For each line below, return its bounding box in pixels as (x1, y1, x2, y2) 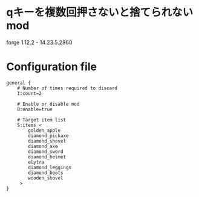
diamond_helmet (28, 153, 67, 160)
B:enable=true (17, 106, 53, 112)
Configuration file (6, 60, 97, 74)
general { (6, 80, 31, 86)
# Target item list (17, 117, 67, 123)
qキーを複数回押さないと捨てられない (6, 5, 194, 19)
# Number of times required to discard (17, 85, 118, 91)
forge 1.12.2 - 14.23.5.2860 (6, 39, 73, 46)
